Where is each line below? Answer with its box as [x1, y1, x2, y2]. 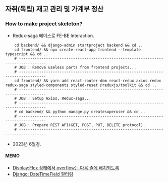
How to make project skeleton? [5, 20, 83, 27]
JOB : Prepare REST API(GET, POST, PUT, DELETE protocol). [18, 122, 145, 128]
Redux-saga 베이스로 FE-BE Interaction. [12, 32, 94, 39]
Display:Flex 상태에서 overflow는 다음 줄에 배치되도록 [12, 164, 120, 171]
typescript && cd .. [5, 51, 49, 57]
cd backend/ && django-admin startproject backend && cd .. [14, 43, 143, 48]
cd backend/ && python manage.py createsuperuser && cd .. [18, 109, 145, 114]
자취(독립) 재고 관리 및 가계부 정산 [5, 5, 104, 14]
